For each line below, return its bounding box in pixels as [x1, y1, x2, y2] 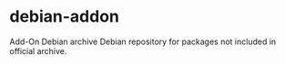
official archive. [9, 45, 67, 56]
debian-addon [9, 6, 120, 27]
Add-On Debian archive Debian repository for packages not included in [9, 36, 277, 47]
